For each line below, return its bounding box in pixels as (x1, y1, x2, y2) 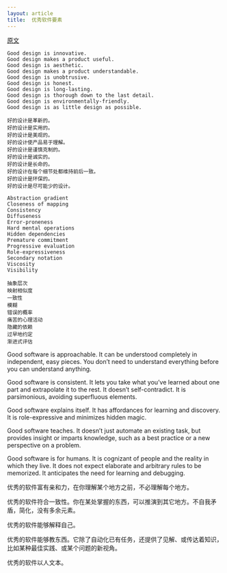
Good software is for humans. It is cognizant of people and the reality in (7, 454, 209, 463)
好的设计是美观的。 (7, 132, 53, 138)
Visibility (7, 267, 38, 273)
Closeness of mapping (7, 200, 69, 208)
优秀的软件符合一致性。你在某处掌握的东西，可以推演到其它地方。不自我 (7, 498, 211, 506)
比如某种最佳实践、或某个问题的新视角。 (7, 544, 121, 552)
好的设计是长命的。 (7, 160, 53, 168)
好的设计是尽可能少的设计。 (7, 182, 74, 189)
